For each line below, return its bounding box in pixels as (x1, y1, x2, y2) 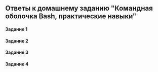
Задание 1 (5, 26, 28, 32)
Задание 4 (5, 61, 29, 67)
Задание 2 (5, 38, 29, 44)
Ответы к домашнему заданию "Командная (5, 4, 153, 13)
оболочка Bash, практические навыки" (5, 12, 137, 21)
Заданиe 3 (5, 49, 29, 55)
